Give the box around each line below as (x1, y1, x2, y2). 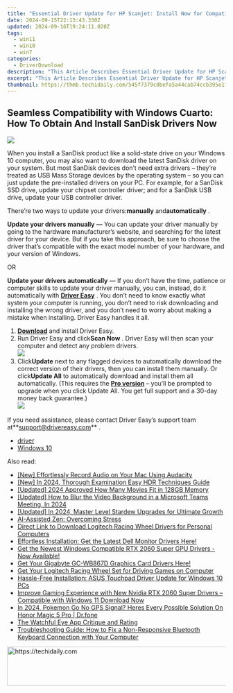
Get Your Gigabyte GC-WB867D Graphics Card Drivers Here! (17, 559, 191, 567)
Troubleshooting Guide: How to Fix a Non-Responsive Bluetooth (17, 626, 200, 634)
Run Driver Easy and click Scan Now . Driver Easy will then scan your (17, 334, 214, 343)
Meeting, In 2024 (17, 500, 67, 508)
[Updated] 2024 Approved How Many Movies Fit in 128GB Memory (17, 486, 209, 494)
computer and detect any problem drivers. (17, 341, 139, 350)
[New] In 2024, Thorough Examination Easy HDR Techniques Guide (17, 478, 210, 486)
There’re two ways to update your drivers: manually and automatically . (7, 207, 210, 215)
